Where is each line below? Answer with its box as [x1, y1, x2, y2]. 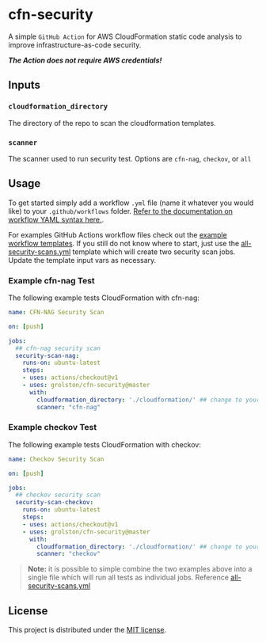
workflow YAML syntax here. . [8, 215, 104, 224]
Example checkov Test [8, 422, 97, 433]
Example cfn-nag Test [8, 275, 95, 286]
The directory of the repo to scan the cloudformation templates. [8, 118, 216, 127]
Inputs [8, 78, 41, 92]
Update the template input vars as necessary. [8, 255, 157, 264]
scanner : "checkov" [36, 550, 101, 558]
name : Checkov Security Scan [8, 455, 104, 463]
